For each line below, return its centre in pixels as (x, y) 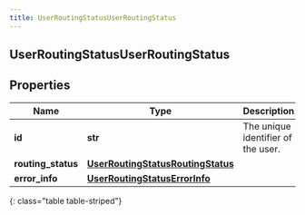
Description (269, 111)
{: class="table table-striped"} (66, 200)
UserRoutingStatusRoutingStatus (160, 163)
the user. (262, 149)
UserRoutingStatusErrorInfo (148, 178)
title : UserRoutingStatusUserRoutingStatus (93, 18)
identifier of (267, 137)
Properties (40, 86)
